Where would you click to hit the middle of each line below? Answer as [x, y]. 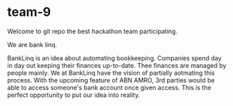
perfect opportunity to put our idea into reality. [74, 95]
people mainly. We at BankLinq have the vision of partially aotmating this [111, 73]
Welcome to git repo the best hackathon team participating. [93, 31]
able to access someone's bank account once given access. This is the [109, 87]
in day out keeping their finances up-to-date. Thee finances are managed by [117, 65]
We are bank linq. [32, 44]
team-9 [29, 12]
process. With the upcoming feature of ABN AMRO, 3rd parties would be [111, 80]
